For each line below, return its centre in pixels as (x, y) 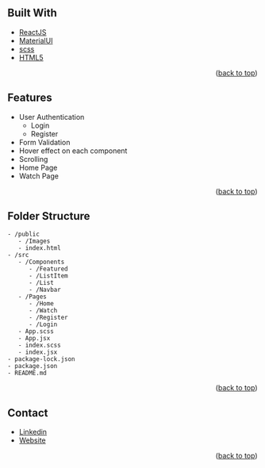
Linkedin (33, 432)
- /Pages (32, 297)
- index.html (39, 248)
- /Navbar (44, 290)
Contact (28, 413)
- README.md (27, 373)
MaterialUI (36, 40)
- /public (24, 234)
